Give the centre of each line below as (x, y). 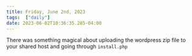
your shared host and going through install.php (67, 46)
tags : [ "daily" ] (28, 17)
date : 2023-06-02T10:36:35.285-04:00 (54, 23)
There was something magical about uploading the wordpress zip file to (96, 40)
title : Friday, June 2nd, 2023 (46, 12)
